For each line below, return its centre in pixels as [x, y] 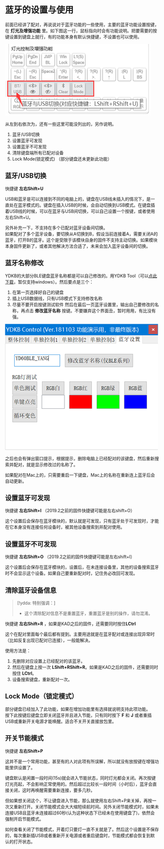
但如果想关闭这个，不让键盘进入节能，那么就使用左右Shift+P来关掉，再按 [79, 801]
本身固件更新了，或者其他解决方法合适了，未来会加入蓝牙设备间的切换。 [78, 246]
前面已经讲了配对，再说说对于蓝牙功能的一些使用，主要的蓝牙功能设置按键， [82, 24]
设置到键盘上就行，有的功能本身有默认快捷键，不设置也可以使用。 [75, 37]
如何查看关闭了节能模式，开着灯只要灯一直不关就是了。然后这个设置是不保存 [82, 829]
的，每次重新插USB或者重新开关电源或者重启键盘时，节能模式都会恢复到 [78, 835]
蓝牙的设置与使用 [40, 10]
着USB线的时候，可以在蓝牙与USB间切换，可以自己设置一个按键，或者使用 [80, 211]
